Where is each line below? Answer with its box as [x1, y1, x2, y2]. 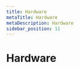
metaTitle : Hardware [6, 14, 58, 20]
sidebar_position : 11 [6, 25, 61, 32]
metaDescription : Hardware [6, 20, 74, 26]
